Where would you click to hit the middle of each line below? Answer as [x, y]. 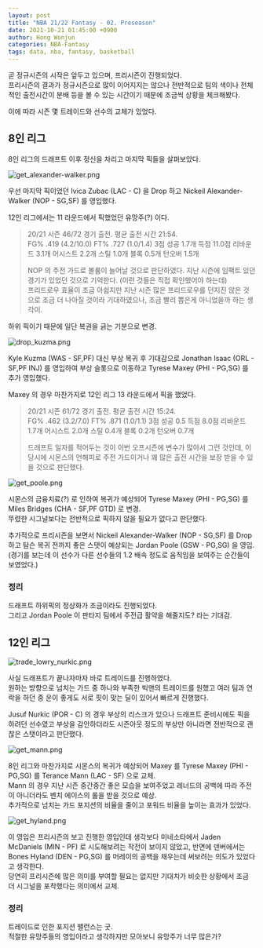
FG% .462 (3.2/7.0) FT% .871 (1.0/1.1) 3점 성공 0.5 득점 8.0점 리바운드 [137, 421]
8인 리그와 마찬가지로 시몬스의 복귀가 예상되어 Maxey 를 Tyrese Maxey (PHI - [128, 765]
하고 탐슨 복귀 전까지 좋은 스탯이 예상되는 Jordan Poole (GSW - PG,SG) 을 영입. [131, 545]
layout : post [29, 15]
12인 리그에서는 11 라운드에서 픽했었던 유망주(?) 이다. [89, 217]
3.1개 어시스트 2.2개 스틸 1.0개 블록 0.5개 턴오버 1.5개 [117, 253]
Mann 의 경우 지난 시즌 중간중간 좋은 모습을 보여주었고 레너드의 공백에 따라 [123, 785]
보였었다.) [23, 564]
